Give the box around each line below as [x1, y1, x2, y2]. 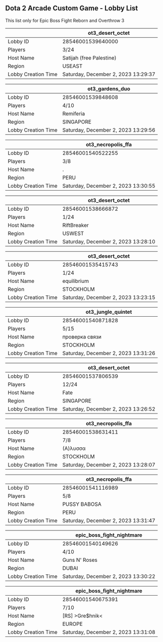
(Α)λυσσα [62, 445, 86, 452]
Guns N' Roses [62, 556, 97, 563]
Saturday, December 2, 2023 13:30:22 [62, 572, 155, 579]
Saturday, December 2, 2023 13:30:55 [62, 182, 155, 189]
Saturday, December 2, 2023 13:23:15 [62, 294, 155, 301]
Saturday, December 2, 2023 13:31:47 [62, 517, 155, 524]
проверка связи [62, 333, 102, 340]
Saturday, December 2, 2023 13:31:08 [62, 628, 155, 635]
